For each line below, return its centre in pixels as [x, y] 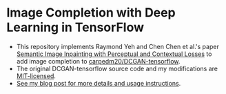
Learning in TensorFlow [75, 27]
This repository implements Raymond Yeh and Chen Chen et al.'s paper [118, 46]
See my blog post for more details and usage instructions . [99, 83]
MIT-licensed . [36, 76]
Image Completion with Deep [91, 13]
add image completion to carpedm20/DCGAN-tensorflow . [98, 61]
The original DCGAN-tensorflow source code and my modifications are [117, 68]
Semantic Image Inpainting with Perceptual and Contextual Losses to [114, 54]
